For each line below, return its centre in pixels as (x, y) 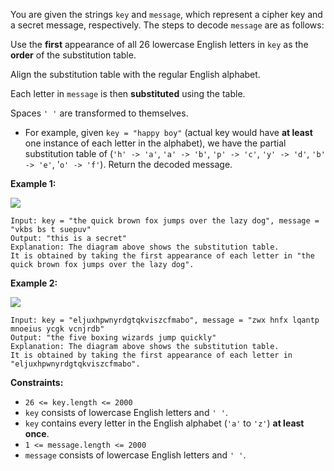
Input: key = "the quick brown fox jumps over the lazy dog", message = (165, 221)
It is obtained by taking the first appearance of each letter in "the (162, 256)
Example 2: (34, 283)
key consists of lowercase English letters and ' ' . (126, 412)
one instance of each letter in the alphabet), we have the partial (155, 143)
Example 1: (33, 183)
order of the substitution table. (73, 55)
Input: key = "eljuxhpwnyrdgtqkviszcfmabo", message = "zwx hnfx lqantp (165, 320)
